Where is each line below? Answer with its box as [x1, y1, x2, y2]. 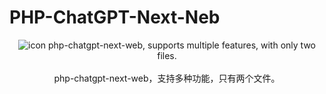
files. [157, 49, 177, 61]
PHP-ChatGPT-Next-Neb [9, 6, 221, 29]
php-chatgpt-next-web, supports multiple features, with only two [48, 39, 316, 51]
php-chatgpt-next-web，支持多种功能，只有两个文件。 [53, 72, 281, 84]
